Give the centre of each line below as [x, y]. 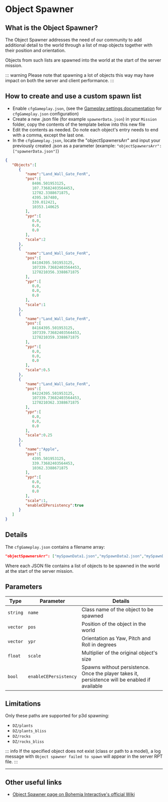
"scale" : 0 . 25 [39, 435]
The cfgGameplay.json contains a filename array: [55, 547]
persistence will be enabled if [116, 680]
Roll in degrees [99, 645]
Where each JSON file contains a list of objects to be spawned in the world [82, 566]
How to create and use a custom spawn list [73, 96]
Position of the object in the [114, 624]
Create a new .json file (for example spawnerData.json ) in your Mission [84, 119]
